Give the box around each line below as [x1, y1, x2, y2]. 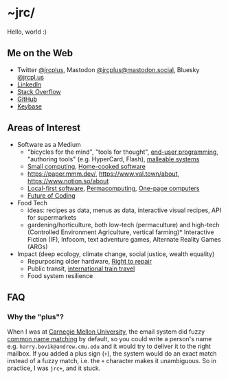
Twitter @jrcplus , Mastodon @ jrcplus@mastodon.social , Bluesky [16, 65, 200, 73]
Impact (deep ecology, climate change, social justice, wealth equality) [16, 249, 215, 258]
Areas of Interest [7, 122, 81, 134]
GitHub [16, 95, 38, 103]
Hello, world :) [7, 27, 47, 36]
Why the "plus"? [7, 312, 64, 321]
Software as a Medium [16, 140, 81, 148]
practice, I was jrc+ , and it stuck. [7, 364, 101, 372]
